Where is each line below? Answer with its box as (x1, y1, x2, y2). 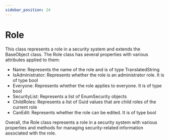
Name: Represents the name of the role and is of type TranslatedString (12, 66, 160, 72)
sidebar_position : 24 (5, 7, 51, 13)
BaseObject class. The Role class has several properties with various (5, 51, 148, 57)
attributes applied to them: (5, 57, 61, 63)
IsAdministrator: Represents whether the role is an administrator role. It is (12, 72, 164, 78)
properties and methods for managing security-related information (5, 124, 144, 130)
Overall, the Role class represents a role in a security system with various (5, 119, 157, 125)
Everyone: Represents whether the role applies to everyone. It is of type (12, 82, 162, 88)
